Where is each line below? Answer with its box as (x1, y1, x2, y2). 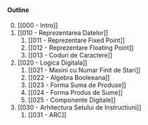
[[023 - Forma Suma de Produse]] (27, 81, 126, 89)
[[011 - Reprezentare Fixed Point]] (27, 36, 125, 45)
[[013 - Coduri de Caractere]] (27, 51, 113, 60)
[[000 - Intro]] (17, 21, 58, 29)
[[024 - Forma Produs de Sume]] (27, 88, 123, 97)
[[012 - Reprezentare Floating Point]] (27, 44, 134, 52)
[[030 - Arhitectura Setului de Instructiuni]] (17, 103, 142, 112)
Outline (7, 6, 29, 14)
